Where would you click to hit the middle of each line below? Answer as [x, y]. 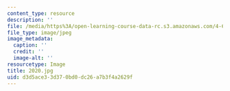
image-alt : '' [33, 58]
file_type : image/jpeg [39, 32]
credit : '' [29, 52]
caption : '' [30, 45]
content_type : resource [41, 13]
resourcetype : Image [37, 64]
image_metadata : [30, 39]
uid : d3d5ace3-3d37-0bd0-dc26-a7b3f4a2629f [70, 77]
